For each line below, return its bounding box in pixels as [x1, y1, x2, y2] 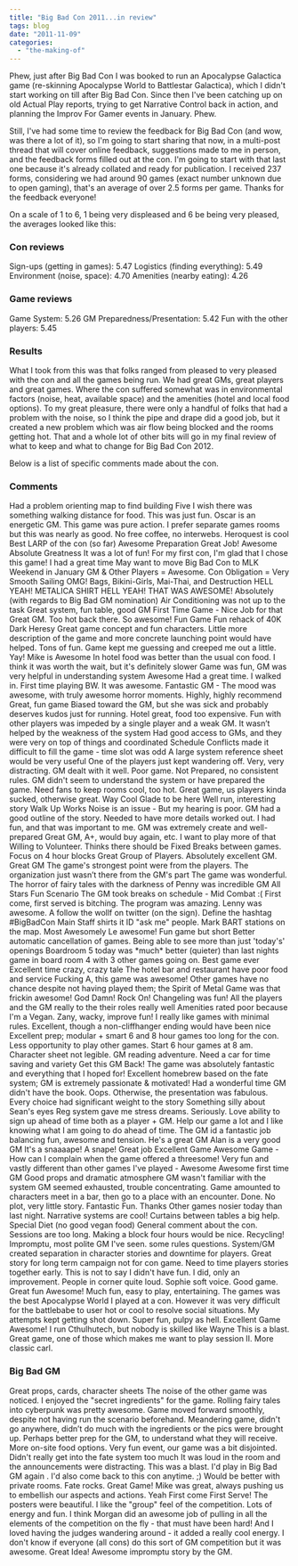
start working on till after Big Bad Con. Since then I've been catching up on [9, 90, 283, 101]
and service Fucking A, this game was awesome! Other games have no [9, 974, 270, 984]
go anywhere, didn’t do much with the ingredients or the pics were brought [9, 1423, 284, 1434]
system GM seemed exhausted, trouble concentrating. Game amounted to [9, 1182, 281, 1193]
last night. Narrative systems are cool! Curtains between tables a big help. [9, 1211, 280, 1221]
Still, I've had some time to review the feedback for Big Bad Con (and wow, [9, 126, 283, 136]
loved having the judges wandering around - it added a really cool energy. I [9, 1527, 285, 1537]
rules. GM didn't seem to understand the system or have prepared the [9, 775, 265, 786]
